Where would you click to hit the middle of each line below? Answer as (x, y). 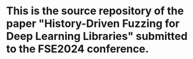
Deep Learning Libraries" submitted (97, 36)
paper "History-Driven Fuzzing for (93, 24)
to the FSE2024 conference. (78, 49)
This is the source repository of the (95, 11)
